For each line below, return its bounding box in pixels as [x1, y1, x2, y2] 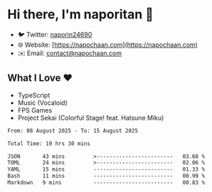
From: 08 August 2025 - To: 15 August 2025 [7, 127, 139, 134]
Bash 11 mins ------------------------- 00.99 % [7, 173, 205, 180]
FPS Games [17, 106, 53, 114]
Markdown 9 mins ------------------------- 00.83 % [7, 179, 205, 186]
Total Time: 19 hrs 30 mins [7, 140, 91, 147]
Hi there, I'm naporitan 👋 [7, 6, 154, 23]
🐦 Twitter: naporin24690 [17, 30, 92, 38]
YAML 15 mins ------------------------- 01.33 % [7, 166, 205, 173]
